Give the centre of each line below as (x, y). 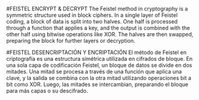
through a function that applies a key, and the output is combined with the (98, 28)
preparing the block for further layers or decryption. (71, 41)
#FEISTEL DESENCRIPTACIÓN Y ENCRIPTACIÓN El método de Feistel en (96, 52)
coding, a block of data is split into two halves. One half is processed (92, 21)
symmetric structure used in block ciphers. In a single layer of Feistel (92, 15)
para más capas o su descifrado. (47, 91)
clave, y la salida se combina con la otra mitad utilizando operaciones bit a (99, 78)
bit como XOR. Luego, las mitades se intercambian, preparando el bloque (97, 84)
